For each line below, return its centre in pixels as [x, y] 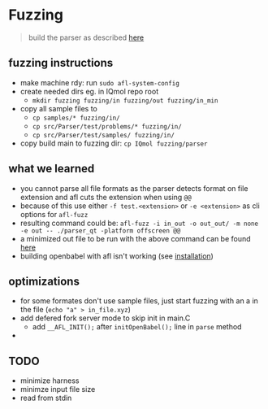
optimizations [44, 281]
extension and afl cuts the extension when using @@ [106, 197]
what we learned [52, 169]
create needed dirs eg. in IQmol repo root [89, 91]
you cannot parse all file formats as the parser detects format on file [134, 188]
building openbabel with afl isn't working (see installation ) [117, 256]
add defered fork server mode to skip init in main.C [105, 318]
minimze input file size [58, 389]
